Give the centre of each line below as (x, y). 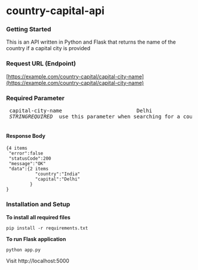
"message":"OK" (27, 164)
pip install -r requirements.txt (47, 228)
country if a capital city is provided (48, 48)
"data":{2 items (29, 169)
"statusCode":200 (30, 159)
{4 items (17, 149)
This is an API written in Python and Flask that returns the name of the (91, 42)
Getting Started (29, 29)
